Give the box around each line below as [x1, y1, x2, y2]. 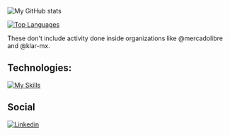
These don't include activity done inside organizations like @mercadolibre [7, 34, 223, 42]
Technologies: [7, 62, 72, 74]
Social [7, 101, 35, 113]
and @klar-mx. [7, 42, 51, 49]
